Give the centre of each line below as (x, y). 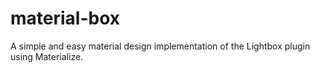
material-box (65, 18)
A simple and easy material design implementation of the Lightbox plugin (160, 46)
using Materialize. (47, 56)
